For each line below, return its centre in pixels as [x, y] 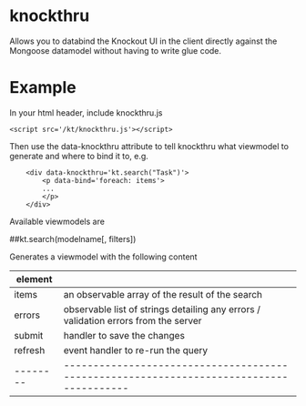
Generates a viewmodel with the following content [103, 257]
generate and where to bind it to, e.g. [79, 156]
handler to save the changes [124, 335]
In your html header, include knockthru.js [86, 112]
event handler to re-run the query [136, 350]
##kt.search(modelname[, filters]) [73, 239]
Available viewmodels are [57, 221]
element [34, 279]
